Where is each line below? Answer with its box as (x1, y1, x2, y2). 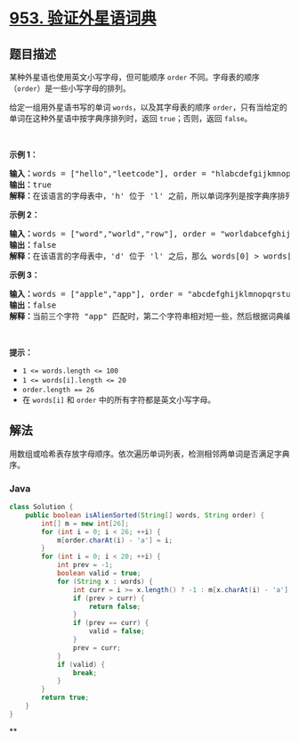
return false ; (88, 602, 141, 611)
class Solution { (9, 503, 74, 512)
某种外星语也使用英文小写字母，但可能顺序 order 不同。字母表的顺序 (9, 72, 260, 82)
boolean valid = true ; (56, 569, 141, 578)
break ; (72, 668, 98, 678)
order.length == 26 (21, 385, 95, 394)
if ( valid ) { (56, 660, 105, 669)
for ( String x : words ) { (56, 577, 153, 586)
